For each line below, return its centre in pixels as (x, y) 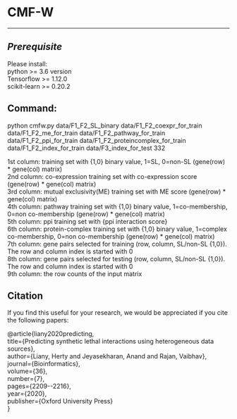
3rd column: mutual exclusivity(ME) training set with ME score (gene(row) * (117, 192)
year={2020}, (27, 394)
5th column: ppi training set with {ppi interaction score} (87, 221)
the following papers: (38, 320)
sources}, (21, 349)
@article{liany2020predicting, (51, 334)
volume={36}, (28, 371)
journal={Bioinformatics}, (44, 364)
